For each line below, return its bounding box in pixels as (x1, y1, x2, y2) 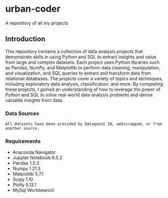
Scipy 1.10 (12, 177, 33, 183)
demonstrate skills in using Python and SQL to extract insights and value (5, 54, 156, 60)
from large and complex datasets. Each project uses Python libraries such (5, 59, 160, 65)
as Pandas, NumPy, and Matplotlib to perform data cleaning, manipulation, (5, 64, 161, 70)
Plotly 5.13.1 (12, 182, 37, 188)
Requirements (5, 137, 41, 144)
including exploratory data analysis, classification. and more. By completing (5, 81, 163, 87)
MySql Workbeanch (12, 187, 54, 193)
